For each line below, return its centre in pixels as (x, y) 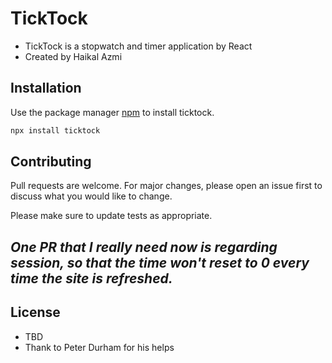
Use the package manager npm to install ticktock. (112, 112)
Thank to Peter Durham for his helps (99, 347)
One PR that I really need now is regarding (144, 247)
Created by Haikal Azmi (73, 56)
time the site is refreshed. (91, 278)
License (35, 312)
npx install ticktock (55, 130)
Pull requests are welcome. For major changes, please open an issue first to (166, 186)
